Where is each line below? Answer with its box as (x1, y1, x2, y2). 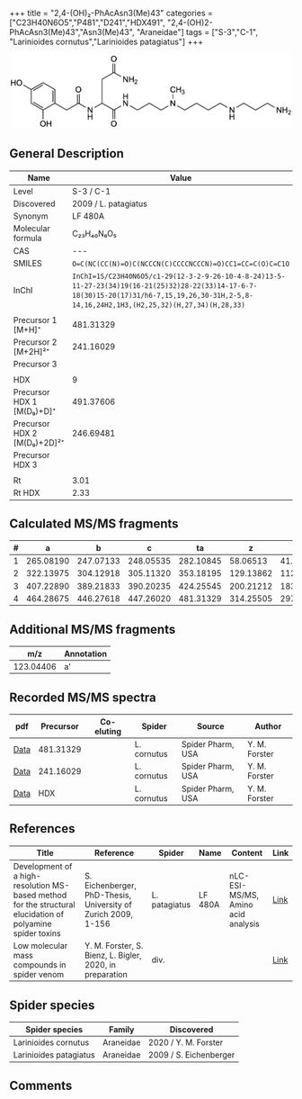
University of (84, 899, 132, 910)
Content (231, 848, 263, 859)
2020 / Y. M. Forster (147, 1037, 224, 1048)
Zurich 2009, (84, 908, 133, 919)
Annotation (64, 648, 108, 659)
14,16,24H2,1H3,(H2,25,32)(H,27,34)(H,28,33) (71, 301, 245, 310)
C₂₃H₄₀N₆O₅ (71, 228, 117, 239)
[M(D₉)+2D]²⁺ (13, 437, 65, 448)
